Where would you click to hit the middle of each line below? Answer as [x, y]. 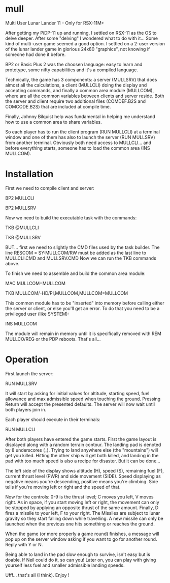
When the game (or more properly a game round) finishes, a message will [82, 534]
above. [12, 263]
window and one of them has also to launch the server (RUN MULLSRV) [80, 137]
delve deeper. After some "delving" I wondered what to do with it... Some [82, 38]
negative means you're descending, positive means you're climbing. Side [82, 481]
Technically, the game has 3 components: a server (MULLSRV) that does [81, 79]
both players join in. [26, 409]
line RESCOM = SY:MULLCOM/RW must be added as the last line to [76, 253]
